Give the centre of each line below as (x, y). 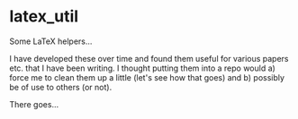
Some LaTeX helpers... (51, 41)
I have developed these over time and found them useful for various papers (149, 58)
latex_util (44, 17)
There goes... (34, 104)
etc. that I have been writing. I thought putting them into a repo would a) (143, 68)
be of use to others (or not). (61, 87)
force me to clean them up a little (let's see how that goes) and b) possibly (147, 77)
